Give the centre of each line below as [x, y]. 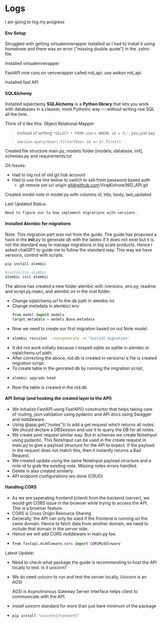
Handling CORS [21, 487]
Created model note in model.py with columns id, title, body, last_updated [78, 195]
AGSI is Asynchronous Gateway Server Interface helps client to [75, 591]
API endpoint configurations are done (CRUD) [57, 476]
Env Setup [15, 33]
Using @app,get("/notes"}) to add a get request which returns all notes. [83, 424]
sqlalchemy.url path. [32, 353]
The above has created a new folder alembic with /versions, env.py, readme [81, 286]
